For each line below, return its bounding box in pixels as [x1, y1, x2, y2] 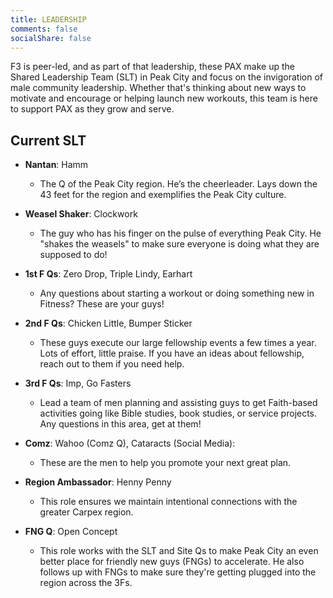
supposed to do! [39, 249, 108, 261]
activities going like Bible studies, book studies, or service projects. [39, 407, 318, 420]
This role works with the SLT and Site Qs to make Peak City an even [39, 545, 319, 557]
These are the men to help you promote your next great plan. [39, 457, 292, 469]
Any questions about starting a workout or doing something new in [39, 287, 315, 300]
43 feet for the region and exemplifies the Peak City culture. [39, 189, 287, 201]
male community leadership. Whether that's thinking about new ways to [10, 82, 307, 94]
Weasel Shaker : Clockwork [24, 208, 138, 220]
